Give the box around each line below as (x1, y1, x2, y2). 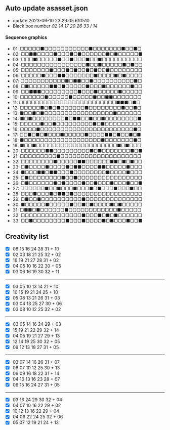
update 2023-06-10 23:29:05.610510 (12, 17, 90, 23)
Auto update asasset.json (5, 4, 89, 13)
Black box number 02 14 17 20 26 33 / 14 (12, 23, 98, 29)
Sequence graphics (5, 34, 47, 40)
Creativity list (5, 232, 49, 241)
